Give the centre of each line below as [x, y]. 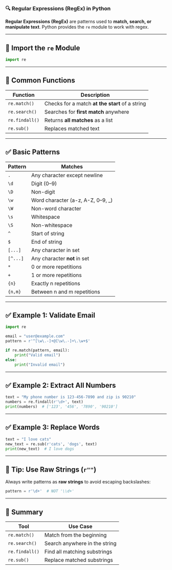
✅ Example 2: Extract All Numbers [61, 385]
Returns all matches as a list [79, 120]
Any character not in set [60, 258]
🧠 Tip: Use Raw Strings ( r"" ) [51, 469]
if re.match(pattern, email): [38, 350]
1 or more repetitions [56, 275]
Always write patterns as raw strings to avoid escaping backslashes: [78, 482]
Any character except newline [67, 175]
